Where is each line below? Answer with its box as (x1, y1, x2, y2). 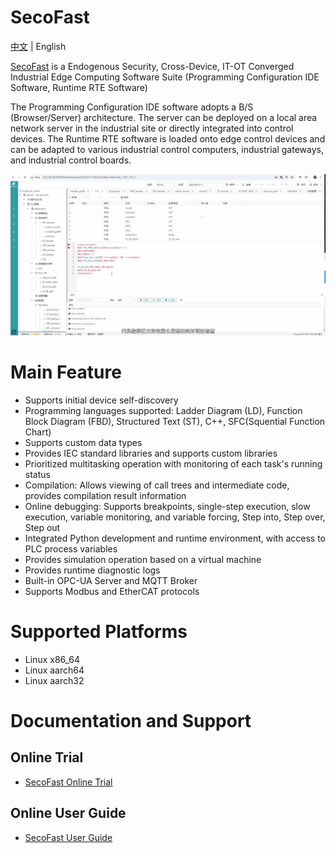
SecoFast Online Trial (24, 776, 113, 788)
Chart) (24, 426, 52, 438)
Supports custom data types (24, 436, 143, 448)
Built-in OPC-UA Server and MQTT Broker (24, 574, 198, 586)
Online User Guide (10, 805, 127, 822)
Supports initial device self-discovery (24, 394, 179, 406)
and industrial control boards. (10, 154, 132, 166)
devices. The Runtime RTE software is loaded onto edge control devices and (10, 132, 326, 145)
